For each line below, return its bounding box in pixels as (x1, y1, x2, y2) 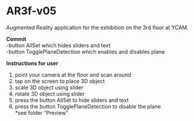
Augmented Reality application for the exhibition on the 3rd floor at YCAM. (6, 24, 189, 31)
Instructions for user (6, 60, 58, 67)
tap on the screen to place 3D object (14, 77, 105, 85)
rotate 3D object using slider (14, 90, 85, 97)
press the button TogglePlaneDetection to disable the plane (14, 103, 161, 110)
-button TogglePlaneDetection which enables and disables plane (6, 48, 165, 55)
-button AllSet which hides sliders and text (6, 42, 111, 49)
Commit (6, 35, 27, 42)
